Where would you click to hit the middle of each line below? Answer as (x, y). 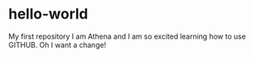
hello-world (49, 14)
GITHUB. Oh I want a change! (57, 44)
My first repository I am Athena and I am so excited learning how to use (127, 36)
